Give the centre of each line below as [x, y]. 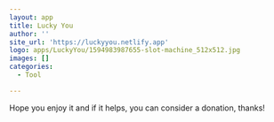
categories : [31, 67]
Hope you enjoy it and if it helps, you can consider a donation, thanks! [137, 108]
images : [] [29, 58]
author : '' [29, 34]
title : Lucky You [41, 26]
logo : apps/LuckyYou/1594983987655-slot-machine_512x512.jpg [125, 50]
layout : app [31, 17]
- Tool [29, 75]
